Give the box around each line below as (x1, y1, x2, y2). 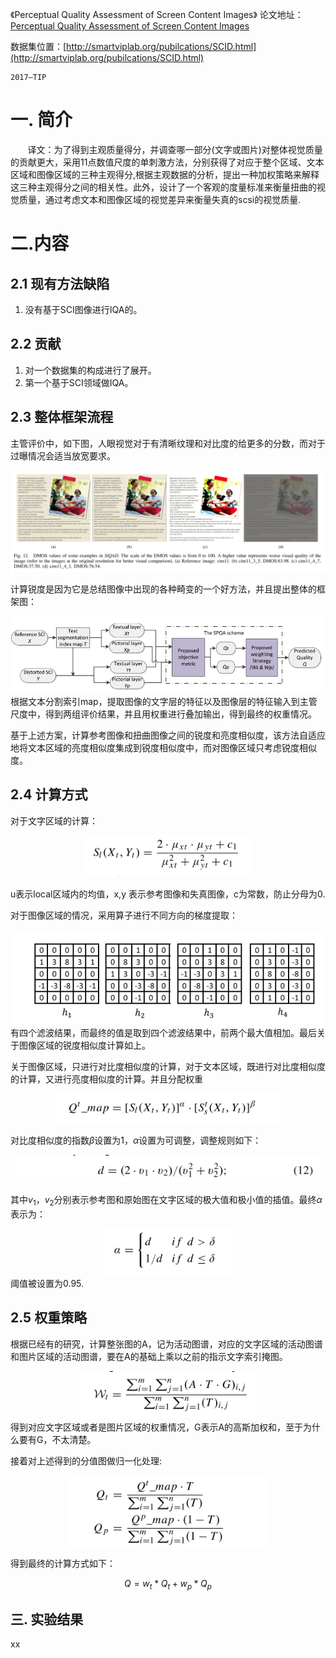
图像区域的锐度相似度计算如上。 (18, 1039, 151, 1051)
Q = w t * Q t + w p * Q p (124, 1577, 212, 1592)
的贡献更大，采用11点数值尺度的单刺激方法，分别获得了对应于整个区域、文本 (10, 156, 325, 168)
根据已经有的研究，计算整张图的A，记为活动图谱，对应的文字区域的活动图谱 (10, 1338, 323, 1350)
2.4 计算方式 (10, 786, 88, 803)
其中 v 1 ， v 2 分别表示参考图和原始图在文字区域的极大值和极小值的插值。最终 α (10, 1194, 323, 1208)
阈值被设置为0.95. (10, 1277, 85, 1289)
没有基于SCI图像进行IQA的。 (24, 303, 143, 315)
